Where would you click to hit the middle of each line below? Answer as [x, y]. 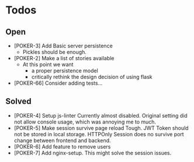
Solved [18, 101]
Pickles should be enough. [55, 52]
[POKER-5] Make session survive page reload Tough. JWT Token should [101, 128]
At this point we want [48, 64]
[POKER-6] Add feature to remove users [62, 146]
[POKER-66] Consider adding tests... [58, 83]
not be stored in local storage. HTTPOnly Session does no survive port [99, 134]
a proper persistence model [65, 70]
